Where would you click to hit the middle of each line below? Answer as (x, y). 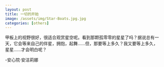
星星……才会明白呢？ (26, 50)
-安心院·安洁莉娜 (22, 60)
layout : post (18, 9)
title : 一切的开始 (22, 14)
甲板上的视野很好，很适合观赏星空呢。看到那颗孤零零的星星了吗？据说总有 (80, 37)
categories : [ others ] (27, 23)
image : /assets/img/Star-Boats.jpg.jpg (46, 18)
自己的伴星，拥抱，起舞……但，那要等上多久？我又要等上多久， (94, 44)
